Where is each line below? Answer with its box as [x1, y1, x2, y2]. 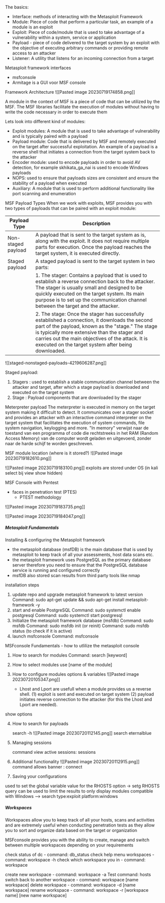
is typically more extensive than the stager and [35, 329, 143, 336]
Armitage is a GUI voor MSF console [12, 80, 86, 85]
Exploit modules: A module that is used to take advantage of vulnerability [12, 128, 160, 134]
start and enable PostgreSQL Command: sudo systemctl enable [12, 607, 141, 613]
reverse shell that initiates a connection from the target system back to [12, 149, 156, 155]
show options [5, 711, 33, 717]
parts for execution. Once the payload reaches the [35, 244, 151, 250]
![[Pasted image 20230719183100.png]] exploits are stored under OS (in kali [5, 465, 158, 471]
